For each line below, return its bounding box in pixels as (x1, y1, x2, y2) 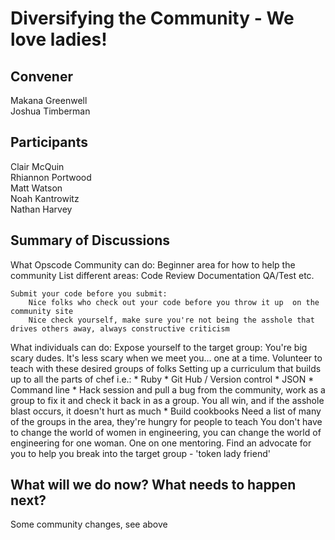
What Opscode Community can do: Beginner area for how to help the (10, 258, 296, 271)
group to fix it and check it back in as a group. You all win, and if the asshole (10, 394, 325, 406)
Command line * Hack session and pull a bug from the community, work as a (10, 383, 326, 396)
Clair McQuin (10, 160, 65, 172)
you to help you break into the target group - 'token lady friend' (10, 447, 271, 459)
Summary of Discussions (10, 232, 171, 249)
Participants (10, 134, 88, 151)
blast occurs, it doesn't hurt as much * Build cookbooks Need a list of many (10, 405, 322, 417)
